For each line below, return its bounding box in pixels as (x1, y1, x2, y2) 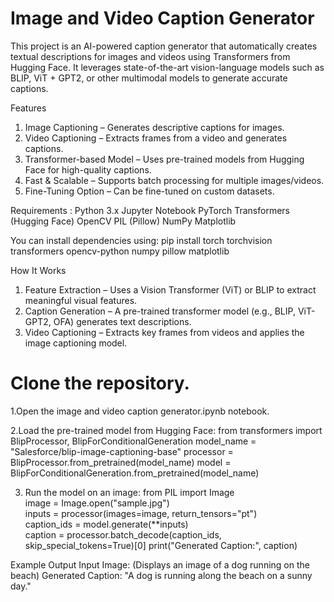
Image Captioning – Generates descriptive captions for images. (24, 121, 285, 133)
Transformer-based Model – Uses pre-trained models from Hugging (24, 153, 305, 165)
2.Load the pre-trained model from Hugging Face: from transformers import (10, 424, 323, 436)
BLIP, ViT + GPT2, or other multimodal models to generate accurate (10, 72, 288, 84)
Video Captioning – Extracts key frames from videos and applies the (24, 326, 305, 338)
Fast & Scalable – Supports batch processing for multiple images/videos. (24, 174, 325, 186)
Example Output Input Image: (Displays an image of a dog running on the (10, 558, 310, 571)
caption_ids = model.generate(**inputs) (24, 518, 189, 530)
